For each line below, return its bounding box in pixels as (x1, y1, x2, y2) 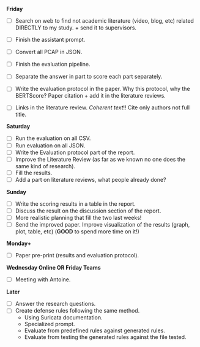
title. (15, 111, 26, 119)
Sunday (6, 188, 26, 195)
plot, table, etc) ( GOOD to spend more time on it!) (15, 228, 139, 235)
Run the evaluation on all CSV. (15, 135, 91, 142)
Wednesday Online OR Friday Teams (6, 264, 101, 271)
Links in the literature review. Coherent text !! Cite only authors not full (15, 104, 190, 111)
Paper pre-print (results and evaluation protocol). (15, 252, 139, 259)
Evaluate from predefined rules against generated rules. (24, 327, 165, 334)
